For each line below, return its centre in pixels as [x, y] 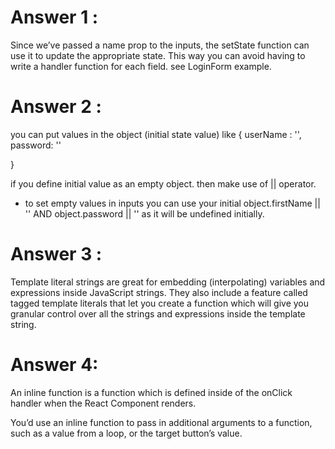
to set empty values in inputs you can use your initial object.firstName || [172, 203]
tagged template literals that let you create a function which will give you [160, 303]
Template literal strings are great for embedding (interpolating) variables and [168, 282]
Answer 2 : [56, 107]
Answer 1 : [54, 17]
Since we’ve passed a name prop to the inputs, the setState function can [160, 45]
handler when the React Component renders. [103, 403]
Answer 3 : [56, 254]
